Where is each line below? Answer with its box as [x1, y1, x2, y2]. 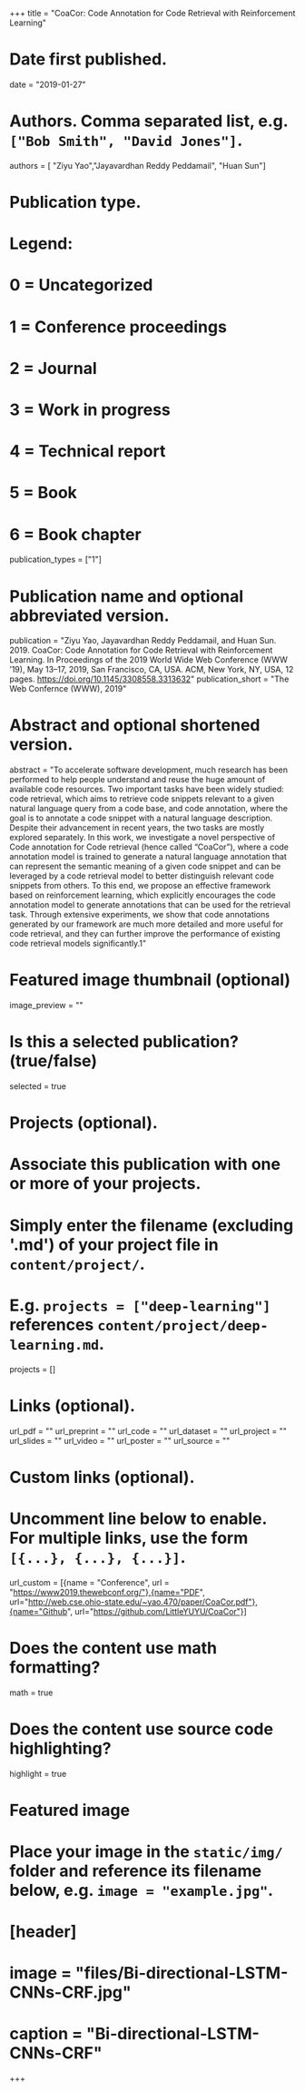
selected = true [9, 1081, 66, 1092]
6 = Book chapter [9, 524, 143, 545]
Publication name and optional [9, 585, 244, 606]
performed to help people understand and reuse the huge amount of [9, 774, 266, 785]
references [9, 1314, 94, 1335]
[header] [9, 1921, 77, 1942]
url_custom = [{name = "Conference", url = [9, 1576, 170, 1587]
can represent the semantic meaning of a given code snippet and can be [9, 861, 281, 872]
